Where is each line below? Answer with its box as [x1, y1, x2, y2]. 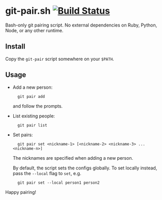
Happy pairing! [5, 189, 37, 195]
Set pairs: [12, 132, 33, 138]
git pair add [17, 94, 45, 99]
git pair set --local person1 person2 [17, 180, 100, 185]
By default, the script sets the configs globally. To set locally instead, [12, 165, 157, 171]
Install [5, 42, 25, 51]
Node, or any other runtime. [5, 27, 64, 33]
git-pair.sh [5, 5, 51, 17]
